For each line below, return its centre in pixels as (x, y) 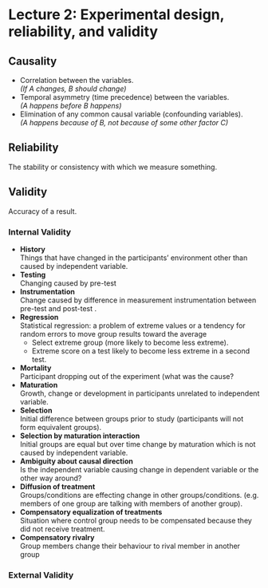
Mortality (35, 368)
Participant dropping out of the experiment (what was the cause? (126, 376)
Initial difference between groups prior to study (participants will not (132, 418)
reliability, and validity (83, 32)
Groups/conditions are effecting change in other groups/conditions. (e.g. (139, 495)
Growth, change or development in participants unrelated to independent (140, 393)
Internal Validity (40, 231)
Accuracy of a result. (43, 211)
